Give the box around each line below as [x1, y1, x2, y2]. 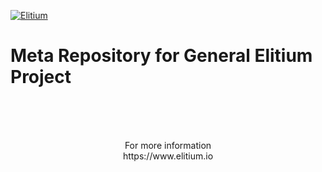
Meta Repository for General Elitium [10, 45, 313, 67]
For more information [124, 139, 212, 151]
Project [10, 66, 72, 89]
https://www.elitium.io [122, 150, 214, 162]
